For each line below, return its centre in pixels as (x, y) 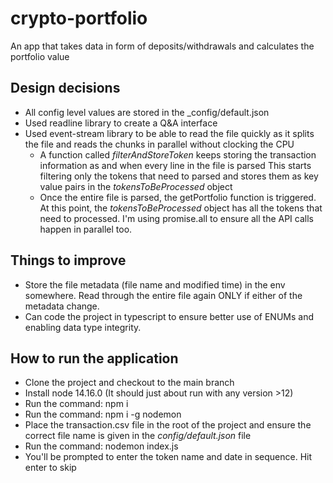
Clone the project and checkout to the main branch (129, 383)
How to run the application (94, 358)
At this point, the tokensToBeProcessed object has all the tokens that (181, 208)
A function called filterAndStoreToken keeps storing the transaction (178, 154)
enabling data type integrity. (83, 327)
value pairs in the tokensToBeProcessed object (136, 186)
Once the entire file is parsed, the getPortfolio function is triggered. (178, 197)
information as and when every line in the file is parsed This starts (175, 165)
